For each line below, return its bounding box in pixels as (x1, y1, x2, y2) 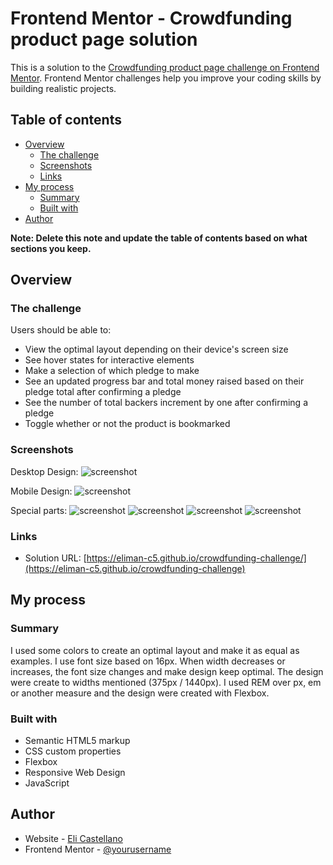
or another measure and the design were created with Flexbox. (10, 687, 270, 699)
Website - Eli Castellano (24, 832, 123, 844)
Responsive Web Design (24, 767, 126, 779)
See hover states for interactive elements (24, 354, 195, 366)
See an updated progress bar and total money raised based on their (24, 375, 305, 387)
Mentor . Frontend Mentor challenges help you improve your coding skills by (10, 72, 322, 84)
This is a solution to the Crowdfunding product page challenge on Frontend (10, 61, 320, 73)
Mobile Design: (10, 485, 73, 497)
